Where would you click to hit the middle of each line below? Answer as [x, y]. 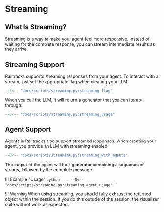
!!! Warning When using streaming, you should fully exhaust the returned [78, 194]
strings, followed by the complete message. [49, 170]
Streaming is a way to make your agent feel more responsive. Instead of [78, 39]
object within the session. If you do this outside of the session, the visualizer [82, 199]
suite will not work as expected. [37, 205]
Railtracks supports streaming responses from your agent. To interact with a [82, 76]
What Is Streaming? [36, 27]
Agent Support [28, 129]
